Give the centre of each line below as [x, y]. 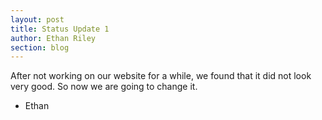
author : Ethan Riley [53, 38]
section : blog [40, 47]
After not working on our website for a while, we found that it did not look [161, 76]
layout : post [37, 19]
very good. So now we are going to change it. [104, 87]
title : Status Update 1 [60, 29]
